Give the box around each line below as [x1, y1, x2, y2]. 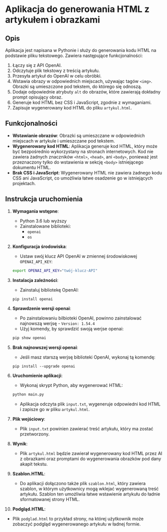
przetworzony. [19, 431, 50, 437]
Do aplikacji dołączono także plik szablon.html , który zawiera [19, 480, 146, 486]
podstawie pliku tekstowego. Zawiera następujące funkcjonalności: [5, 52, 143, 58]
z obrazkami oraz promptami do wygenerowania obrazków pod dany [19, 456, 162, 462]
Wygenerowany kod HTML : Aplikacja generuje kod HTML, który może [12, 143, 158, 149]
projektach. [12, 180, 36, 186]
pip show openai [12, 335, 46, 340]
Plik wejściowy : [12, 416, 46, 422]
